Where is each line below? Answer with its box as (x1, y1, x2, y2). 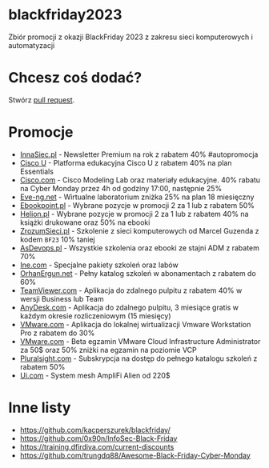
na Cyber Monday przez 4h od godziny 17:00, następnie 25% (19, 183, 223, 193)
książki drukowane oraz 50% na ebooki (19, 218, 151, 227)
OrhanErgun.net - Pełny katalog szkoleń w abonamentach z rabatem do (19, 268, 256, 278)
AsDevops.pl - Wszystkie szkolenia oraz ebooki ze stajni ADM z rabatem (19, 242, 260, 253)
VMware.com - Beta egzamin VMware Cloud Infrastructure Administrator (19, 336, 261, 346)
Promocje (8, 123, 74, 142)
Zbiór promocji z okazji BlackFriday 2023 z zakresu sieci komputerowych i (8, 32, 254, 42)
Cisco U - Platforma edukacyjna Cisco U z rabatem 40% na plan (19, 158, 232, 167)
